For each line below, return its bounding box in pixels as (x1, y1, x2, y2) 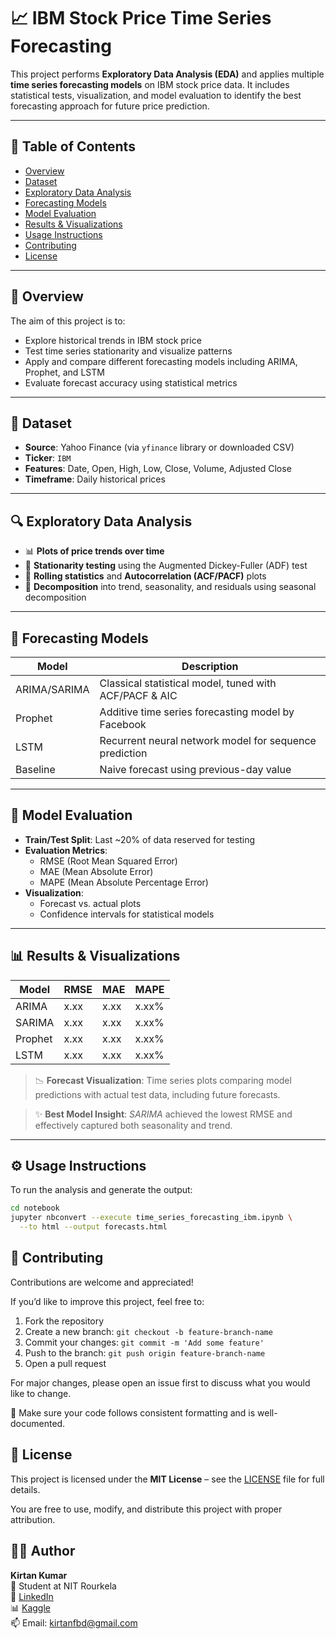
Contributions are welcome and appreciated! (10, 1276, 194, 1288)
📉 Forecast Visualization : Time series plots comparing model (34, 1074, 292, 1086)
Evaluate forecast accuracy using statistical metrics (24, 376, 238, 389)
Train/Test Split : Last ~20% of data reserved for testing (24, 833, 256, 845)
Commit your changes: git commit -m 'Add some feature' (24, 1336, 265, 1348)
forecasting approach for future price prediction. (10, 100, 210, 112)
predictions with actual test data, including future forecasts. (34, 1088, 281, 1100)
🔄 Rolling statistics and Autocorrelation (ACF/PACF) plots (24, 570, 267, 582)
